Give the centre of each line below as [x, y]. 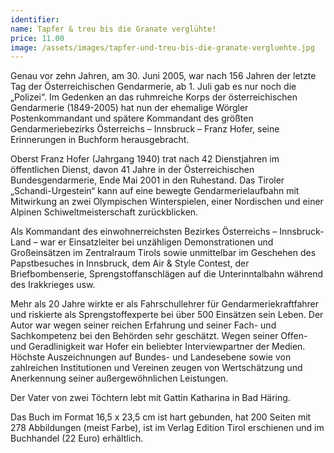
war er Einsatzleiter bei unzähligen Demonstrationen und [156, 242]
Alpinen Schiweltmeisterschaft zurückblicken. [104, 212]
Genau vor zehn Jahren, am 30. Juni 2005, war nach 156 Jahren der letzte [163, 76]
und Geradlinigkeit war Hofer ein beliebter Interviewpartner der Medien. [158, 347]
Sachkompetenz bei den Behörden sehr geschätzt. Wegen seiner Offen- [159, 336]
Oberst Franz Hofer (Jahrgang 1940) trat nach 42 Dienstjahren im [145, 159]
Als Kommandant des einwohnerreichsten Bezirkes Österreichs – [144, 232]
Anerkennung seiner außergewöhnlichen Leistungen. [119, 378]
